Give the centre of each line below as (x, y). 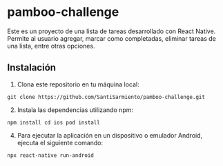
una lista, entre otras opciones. (51, 46)
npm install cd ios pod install (54, 122)
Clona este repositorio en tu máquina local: (78, 84)
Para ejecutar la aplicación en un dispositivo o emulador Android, (110, 135)
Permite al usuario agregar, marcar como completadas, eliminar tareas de (111, 38)
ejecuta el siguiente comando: (60, 142)
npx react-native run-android (51, 155)
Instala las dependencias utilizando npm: (75, 110)
